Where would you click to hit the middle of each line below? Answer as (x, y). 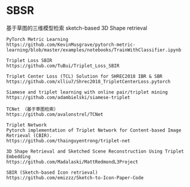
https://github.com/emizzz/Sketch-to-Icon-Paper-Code (75, 178)
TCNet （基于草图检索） (32, 109)
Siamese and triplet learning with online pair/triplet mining (87, 92)
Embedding (19, 157)
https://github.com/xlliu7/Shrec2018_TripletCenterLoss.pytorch (88, 81)
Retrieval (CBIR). (29, 135)
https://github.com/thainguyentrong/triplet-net (68, 141)
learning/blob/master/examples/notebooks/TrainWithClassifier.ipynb (94, 50)
